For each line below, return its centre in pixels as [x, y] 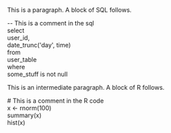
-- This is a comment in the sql [51, 23]
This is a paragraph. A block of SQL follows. [70, 10]
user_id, [18, 38]
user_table [22, 60]
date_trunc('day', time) [39, 45]
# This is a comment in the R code [56, 101]
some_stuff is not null [37, 74]
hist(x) [16, 122]
